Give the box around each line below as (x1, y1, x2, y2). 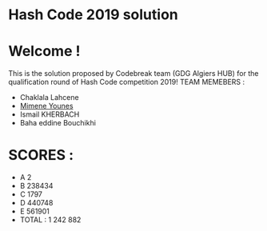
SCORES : (8, 146, 74, 165)
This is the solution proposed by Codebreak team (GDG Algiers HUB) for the (8, 69, 259, 78)
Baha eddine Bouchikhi (19, 118, 96, 128)
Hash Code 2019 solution (8, 6, 178, 24)
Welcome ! (8, 42, 81, 61)
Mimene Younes (19, 102, 74, 111)
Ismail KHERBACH (19, 110, 80, 119)
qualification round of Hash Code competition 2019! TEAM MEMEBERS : (8, 78, 245, 87)
